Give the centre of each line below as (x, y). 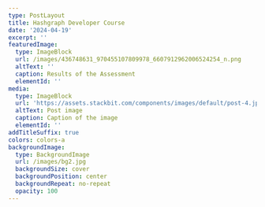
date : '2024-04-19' (40, 30)
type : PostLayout (37, 15)
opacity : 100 (37, 191)
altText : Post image (49, 111)
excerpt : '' (28, 37)
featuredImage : (33, 45)
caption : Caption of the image (67, 118)
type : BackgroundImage (52, 154)
